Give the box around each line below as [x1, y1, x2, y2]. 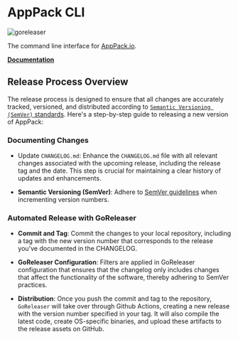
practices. [17, 281, 48, 289]
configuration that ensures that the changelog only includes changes [17, 266, 220, 274]
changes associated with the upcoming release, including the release [17, 159, 221, 168]
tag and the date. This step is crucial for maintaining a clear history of [17, 166, 222, 175]
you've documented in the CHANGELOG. [17, 244, 137, 253]
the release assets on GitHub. [17, 325, 104, 333]
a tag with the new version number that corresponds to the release [17, 237, 213, 245]
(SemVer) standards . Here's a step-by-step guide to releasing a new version [7, 109, 229, 118]
